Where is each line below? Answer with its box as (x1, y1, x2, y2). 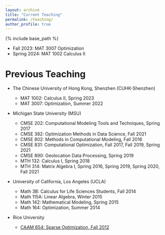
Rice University (12, 214, 45, 221)
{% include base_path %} (5, 36, 59, 42)
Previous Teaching (5, 69, 86, 80)
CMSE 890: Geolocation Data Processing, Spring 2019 (20, 153, 134, 159)
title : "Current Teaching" (5, 12, 62, 17)
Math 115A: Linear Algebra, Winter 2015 (20, 194, 103, 200)
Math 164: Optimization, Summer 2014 (20, 205, 101, 211)
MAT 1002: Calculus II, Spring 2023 (20, 95, 94, 102)
